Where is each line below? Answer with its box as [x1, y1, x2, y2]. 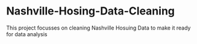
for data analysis [6, 30, 48, 37]
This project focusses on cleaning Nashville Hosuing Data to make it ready [6, 24, 191, 31]
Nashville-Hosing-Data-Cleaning [6, 4, 175, 18]
